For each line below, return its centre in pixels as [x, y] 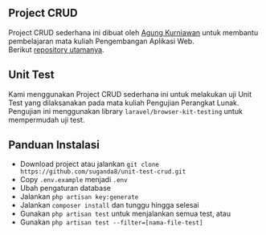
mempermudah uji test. [47, 120]
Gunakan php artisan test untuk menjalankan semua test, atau [125, 214]
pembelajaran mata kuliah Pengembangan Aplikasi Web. [101, 41]
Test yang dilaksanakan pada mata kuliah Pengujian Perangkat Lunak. [124, 103]
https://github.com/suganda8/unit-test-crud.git [103, 172]
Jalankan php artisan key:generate [79, 197]
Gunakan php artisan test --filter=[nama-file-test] [111, 222]
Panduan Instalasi [54, 145]
